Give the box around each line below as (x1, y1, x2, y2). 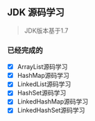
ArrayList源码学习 (17, 63, 68, 71)
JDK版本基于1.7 (24, 26, 69, 35)
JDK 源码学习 (7, 6, 64, 19)
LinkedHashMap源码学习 (17, 97, 89, 106)
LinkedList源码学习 (17, 80, 71, 88)
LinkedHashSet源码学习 (17, 106, 85, 115)
